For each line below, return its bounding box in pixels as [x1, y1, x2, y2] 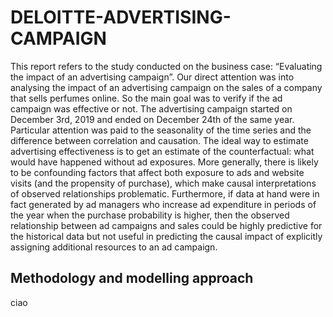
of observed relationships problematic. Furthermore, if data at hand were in [10, 187, 320, 200]
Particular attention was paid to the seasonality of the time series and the [10, 124, 312, 136]
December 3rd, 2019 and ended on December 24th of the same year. [10, 113, 295, 125]
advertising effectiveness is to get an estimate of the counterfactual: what [10, 145, 315, 157]
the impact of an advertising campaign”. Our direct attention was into [10, 71, 295, 83]
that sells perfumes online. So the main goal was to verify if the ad [10, 92, 283, 104]
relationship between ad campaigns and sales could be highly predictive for [10, 219, 323, 231]
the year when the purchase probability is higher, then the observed [10, 209, 290, 221]
